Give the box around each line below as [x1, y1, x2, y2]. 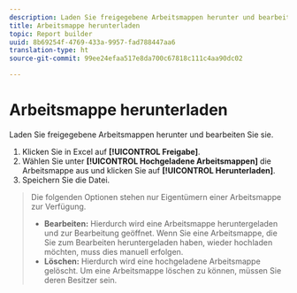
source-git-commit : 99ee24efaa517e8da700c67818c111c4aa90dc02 [9, 54, 243, 63]
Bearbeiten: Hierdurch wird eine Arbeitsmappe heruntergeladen [43, 218, 278, 228]
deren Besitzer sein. [43, 274, 118, 285]
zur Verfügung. [30, 201, 87, 212]
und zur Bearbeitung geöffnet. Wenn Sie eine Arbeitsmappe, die [43, 227, 278, 238]
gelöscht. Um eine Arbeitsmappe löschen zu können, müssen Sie [43, 265, 282, 275]
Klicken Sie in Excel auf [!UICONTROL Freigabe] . [21, 146, 201, 157]
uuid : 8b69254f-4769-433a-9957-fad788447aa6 [9, 37, 176, 47]
